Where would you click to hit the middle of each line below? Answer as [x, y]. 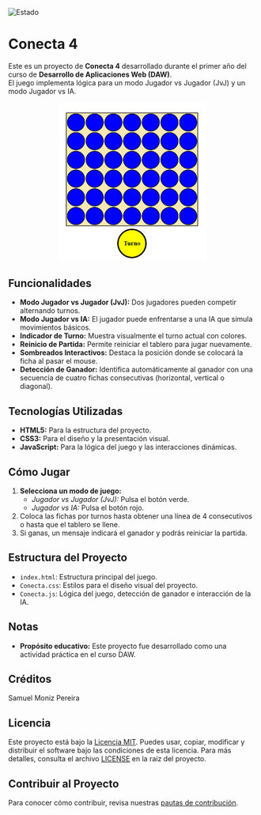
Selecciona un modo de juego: [70, 491]
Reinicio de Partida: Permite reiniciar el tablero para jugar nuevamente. [136, 345]
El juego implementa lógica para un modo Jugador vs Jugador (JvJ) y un [127, 82]
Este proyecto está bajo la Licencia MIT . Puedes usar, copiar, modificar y [127, 742]
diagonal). [36, 387]
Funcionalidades [50, 283]
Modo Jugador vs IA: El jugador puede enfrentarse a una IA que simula [136, 319]
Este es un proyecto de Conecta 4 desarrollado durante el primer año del [127, 66]
